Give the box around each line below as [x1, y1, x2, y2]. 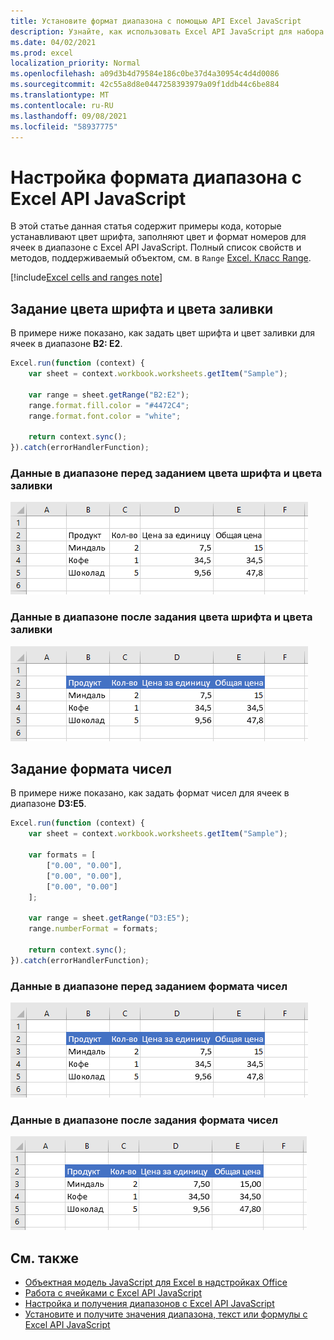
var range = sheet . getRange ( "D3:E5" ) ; [28, 913, 190, 924]
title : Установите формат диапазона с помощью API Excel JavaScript [10, 16, 302, 26]
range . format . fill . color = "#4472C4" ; [28, 400, 190, 410]
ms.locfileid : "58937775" [10, 121, 118, 132]
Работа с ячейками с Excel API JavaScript [24, 1287, 202, 1299]
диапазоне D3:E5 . [10, 798, 87, 810]
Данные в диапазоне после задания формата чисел [10, 1113, 279, 1127]
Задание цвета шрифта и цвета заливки [10, 300, 273, 317]
